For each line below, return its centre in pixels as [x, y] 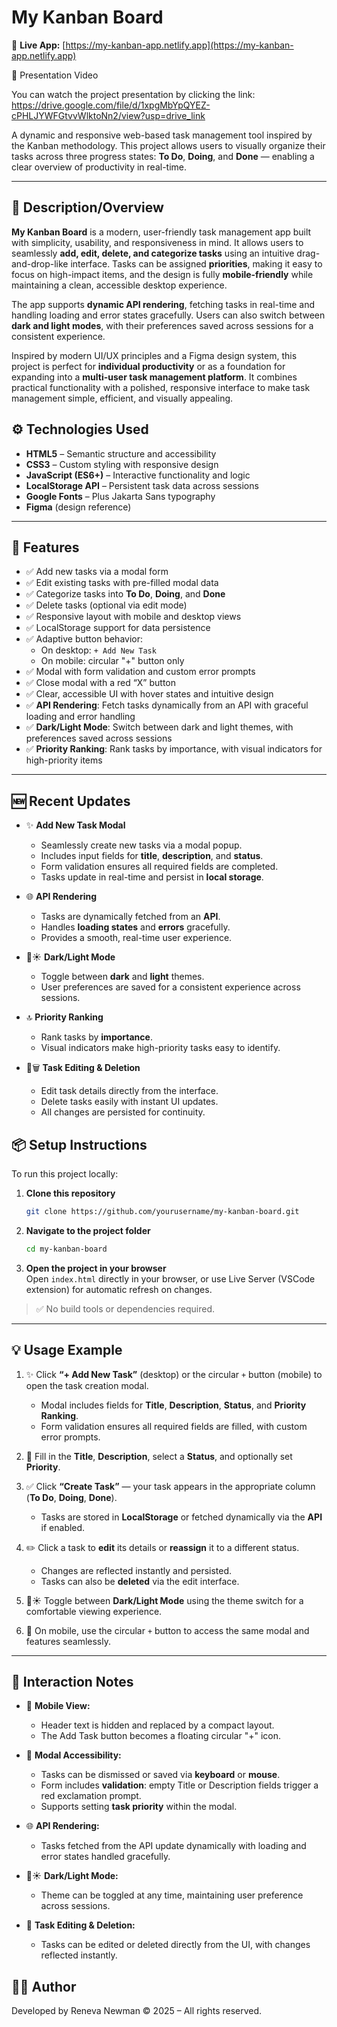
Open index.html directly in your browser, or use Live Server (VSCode [170, 1278]
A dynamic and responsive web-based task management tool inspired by [162, 135]
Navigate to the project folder [88, 1230]
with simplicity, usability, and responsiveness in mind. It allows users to [157, 242]
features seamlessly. [68, 1641]
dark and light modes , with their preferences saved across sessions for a [162, 325]
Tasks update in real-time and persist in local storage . [152, 877]
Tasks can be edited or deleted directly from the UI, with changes [175, 1945]
